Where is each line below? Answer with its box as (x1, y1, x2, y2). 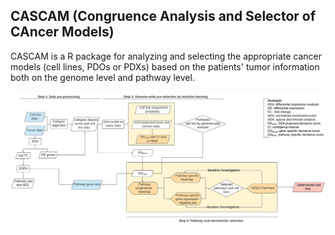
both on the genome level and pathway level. (10, 71, 195, 83)
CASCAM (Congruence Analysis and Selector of (10, 8, 317, 25)
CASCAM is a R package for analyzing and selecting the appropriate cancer (10, 50, 323, 62)
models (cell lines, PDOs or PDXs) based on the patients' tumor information (10, 60, 320, 73)
